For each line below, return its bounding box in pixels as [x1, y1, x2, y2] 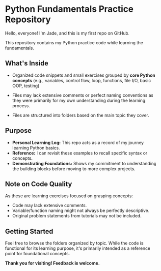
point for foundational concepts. [5, 251, 70, 257]
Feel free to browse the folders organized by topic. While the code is [5, 240, 144, 246]
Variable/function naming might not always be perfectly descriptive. [12, 208, 150, 213]
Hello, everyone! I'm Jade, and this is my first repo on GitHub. [5, 30, 130, 36]
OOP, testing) [12, 83, 40, 89]
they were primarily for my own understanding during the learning [12, 97, 146, 103]
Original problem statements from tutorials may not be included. [12, 213, 142, 219]
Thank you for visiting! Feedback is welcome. [5, 260, 100, 266]
